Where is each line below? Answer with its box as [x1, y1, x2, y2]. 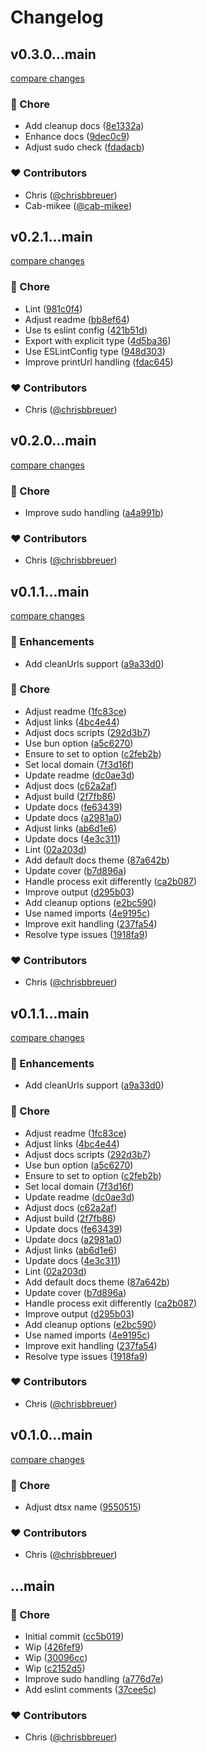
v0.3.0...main [10, 46, 97, 63]
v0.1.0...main [10, 1427, 93, 1444]
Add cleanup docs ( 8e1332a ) [24, 120, 145, 132]
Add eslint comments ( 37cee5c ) [24, 1683, 157, 1695]
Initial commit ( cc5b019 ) [24, 1630, 125, 1642]
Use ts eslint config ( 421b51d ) [24, 324, 148, 336]
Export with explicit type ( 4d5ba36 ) [24, 334, 172, 346]
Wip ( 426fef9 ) [24, 1641, 84, 1653]
